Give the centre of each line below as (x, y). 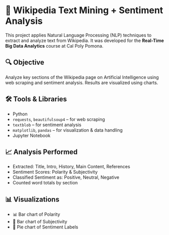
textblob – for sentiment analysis (47, 125)
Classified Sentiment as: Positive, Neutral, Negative (66, 177)
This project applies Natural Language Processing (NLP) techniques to (78, 35)
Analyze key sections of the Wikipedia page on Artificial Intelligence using (82, 77)
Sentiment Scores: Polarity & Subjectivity (55, 172)
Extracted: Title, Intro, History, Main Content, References (71, 167)
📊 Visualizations (32, 199)
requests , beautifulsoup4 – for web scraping (59, 119)
